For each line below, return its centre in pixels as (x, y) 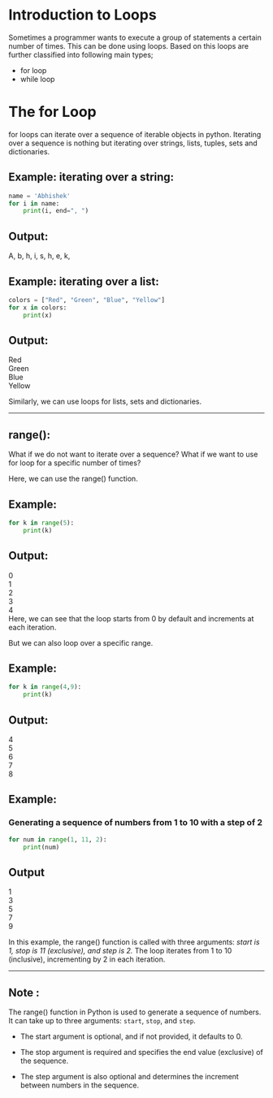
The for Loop (53, 112)
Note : (24, 992)
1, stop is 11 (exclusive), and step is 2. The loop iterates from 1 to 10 (120, 951)
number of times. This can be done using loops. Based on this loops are (129, 45)
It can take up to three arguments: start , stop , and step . (102, 1020)
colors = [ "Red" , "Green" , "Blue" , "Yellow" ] (87, 300)
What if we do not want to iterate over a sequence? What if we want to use (133, 454)
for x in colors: (38, 307)
